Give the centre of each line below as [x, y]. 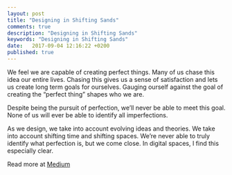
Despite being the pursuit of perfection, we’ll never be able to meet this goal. [116, 108]
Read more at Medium [39, 164]
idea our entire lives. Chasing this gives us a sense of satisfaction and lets [113, 79]
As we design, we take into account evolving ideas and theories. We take [111, 128]
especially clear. [30, 151]
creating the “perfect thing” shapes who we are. [76, 94]
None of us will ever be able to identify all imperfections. [88, 115]
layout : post [26, 14]
